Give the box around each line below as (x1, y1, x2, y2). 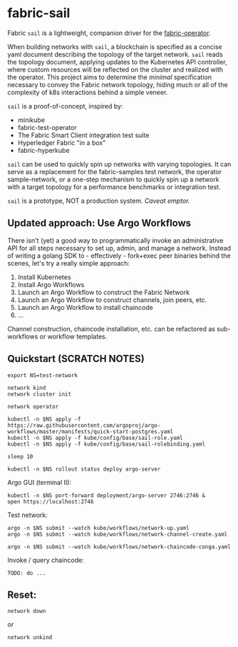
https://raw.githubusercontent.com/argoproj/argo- (7, 421, 161, 429)
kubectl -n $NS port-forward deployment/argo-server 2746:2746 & (7, 491, 205, 499)
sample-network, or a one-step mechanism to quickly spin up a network (7, 175, 219, 184)
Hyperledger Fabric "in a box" (17, 138, 106, 147)
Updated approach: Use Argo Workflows (7, 217, 192, 229)
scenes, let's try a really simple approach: (7, 259, 130, 267)
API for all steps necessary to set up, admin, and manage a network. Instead (7, 244, 232, 252)
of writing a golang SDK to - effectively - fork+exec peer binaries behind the (7, 251, 231, 260)
